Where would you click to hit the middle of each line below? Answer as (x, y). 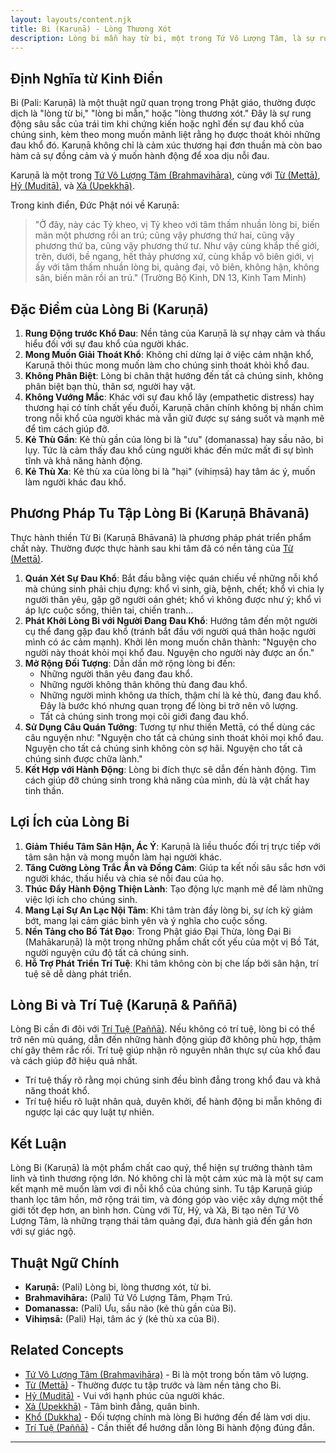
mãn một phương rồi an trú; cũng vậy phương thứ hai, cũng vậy (164, 235)
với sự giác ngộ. (43, 1232)
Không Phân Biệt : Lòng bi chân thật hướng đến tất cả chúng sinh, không (174, 375)
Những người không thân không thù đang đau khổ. (143, 684)
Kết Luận (38, 1143)
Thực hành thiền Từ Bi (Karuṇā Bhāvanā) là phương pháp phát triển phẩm (161, 537)
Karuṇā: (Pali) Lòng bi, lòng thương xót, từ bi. (118, 1287)
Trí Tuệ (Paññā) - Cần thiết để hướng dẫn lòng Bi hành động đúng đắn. (169, 1427)
